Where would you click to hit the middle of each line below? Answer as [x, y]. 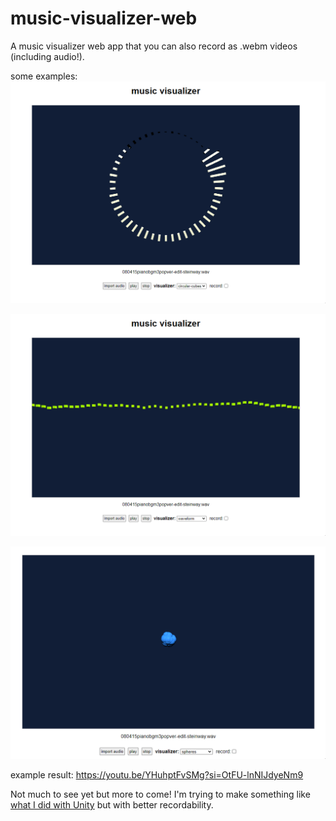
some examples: [44, 76]
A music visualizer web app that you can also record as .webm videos [154, 46]
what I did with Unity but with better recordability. [112, 805]
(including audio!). [47, 56]
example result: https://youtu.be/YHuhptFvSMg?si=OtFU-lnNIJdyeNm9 [157, 775]
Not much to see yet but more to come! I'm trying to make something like [160, 794]
